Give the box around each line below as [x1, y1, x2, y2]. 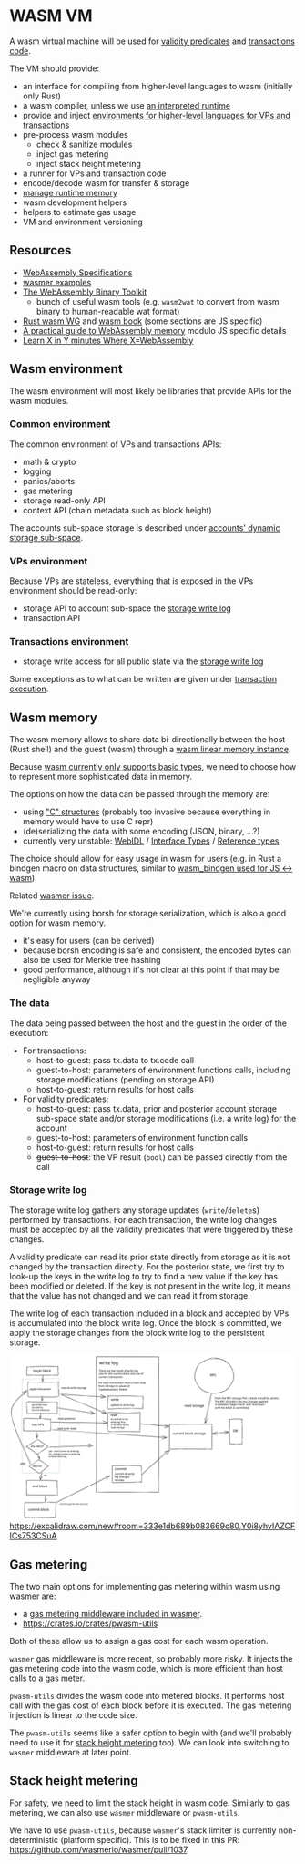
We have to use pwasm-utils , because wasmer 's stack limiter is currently [9, 1825, 277, 1836]
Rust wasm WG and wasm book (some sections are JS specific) [22, 316, 263, 326]
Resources [9, 243, 72, 258]
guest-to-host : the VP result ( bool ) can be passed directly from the [36, 1151, 288, 1163]
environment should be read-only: [9, 585, 137, 596]
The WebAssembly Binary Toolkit [22, 286, 147, 297]
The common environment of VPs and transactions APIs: [9, 439, 222, 450]
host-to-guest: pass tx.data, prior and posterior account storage [36, 1103, 278, 1113]
